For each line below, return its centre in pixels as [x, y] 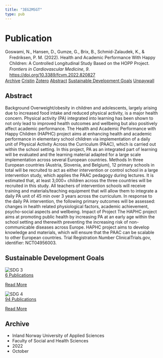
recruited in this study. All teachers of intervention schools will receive [75, 186]
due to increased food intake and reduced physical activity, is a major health [81, 113]
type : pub [15, 14]
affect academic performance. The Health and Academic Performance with [81, 128]
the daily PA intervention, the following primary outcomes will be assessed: [80, 201]
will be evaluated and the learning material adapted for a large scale [73, 154]
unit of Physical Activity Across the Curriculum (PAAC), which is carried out [81, 144]
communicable [20, 227]
